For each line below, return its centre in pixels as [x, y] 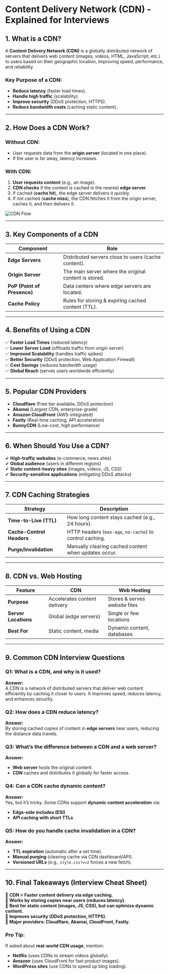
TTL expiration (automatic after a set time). [57, 851]
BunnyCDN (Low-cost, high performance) [56, 425]
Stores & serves [126, 599]
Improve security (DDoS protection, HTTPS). [59, 101]
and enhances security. [29, 699]
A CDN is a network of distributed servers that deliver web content [74, 688]
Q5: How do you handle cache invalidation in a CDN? [70, 831]
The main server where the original [104, 272]
